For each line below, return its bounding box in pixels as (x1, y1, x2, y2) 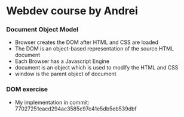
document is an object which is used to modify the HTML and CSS (14, 64, 179, 71)
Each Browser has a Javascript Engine (14, 58, 109, 65)
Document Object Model (6, 26, 79, 34)
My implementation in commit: (14, 99, 90, 106)
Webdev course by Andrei (6, 4, 139, 18)
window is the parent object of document (14, 70, 116, 78)
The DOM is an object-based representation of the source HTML (14, 45, 174, 52)
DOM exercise (6, 85, 48, 93)
